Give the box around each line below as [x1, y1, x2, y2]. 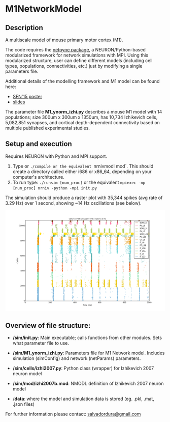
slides [12, 99, 25, 105]
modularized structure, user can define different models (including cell [5, 58, 153, 64]
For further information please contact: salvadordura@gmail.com [5, 411, 141, 417]
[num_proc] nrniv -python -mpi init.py [12, 185, 97, 191]
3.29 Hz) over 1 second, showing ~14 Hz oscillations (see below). [5, 200, 142, 206]
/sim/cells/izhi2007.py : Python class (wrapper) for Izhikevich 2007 [12, 365, 154, 372]
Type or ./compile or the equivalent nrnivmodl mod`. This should [12, 163, 154, 169]
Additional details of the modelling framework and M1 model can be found [5, 78, 160, 84]
